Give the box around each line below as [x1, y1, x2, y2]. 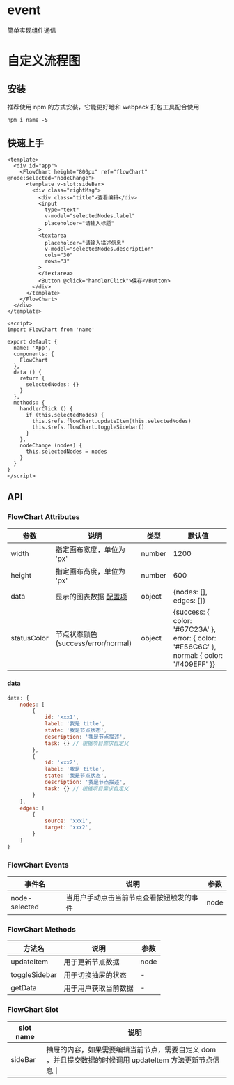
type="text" [44, 206, 79, 213]
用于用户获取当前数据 [63, 983, 134, 993]
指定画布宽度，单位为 [55, 545, 125, 555]
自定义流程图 [7, 53, 81, 69]
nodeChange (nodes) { [19, 442, 82, 449]
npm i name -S [7, 116, 49, 123]
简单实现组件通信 [7, 26, 56, 34]
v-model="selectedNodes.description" [44, 245, 155, 252]
